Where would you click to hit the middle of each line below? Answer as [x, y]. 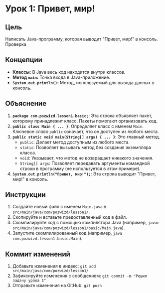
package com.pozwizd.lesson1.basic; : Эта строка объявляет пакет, [82, 116]
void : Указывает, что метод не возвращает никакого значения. [86, 158]
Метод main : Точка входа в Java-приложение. [61, 77]
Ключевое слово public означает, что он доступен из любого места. [85, 131]
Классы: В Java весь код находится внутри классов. [69, 72]
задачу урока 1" [29, 281]
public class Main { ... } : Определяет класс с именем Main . [78, 126]
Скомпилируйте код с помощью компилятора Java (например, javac [86, 223]
